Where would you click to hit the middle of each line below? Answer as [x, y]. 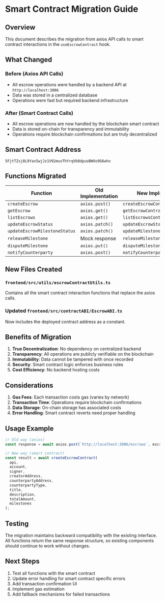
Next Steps [22, 561]
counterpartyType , [28, 485]
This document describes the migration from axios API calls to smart [74, 39]
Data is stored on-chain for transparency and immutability [70, 129]
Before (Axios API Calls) [34, 74]
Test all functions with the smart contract [54, 573]
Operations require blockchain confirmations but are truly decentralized [84, 134]
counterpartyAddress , [32, 481]
